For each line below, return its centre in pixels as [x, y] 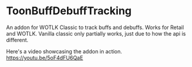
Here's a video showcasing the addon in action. [64, 51]
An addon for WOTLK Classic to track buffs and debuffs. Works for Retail [95, 27]
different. [17, 40]
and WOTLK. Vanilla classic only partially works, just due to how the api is [96, 33]
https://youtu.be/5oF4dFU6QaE [45, 58]
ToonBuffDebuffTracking [69, 11]
